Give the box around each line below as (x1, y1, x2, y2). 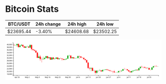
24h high (67, 21, 87, 27)
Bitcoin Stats (5, 3, 59, 15)
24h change (35, 21, 61, 27)
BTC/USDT (8, 21, 31, 27)
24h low (96, 21, 114, 27)
